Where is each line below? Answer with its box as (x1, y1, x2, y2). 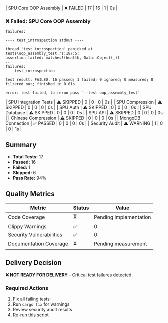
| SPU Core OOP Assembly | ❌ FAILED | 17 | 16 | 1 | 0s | (5, 5, 118, 11)
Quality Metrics (5, 189, 55, 198)
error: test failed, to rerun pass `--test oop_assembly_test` (5, 90, 140, 95)
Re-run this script (12, 312, 49, 318)
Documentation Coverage (8, 240, 69, 247)
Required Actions (5, 284, 49, 291)
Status (73, 204, 89, 211)
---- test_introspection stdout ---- (5, 38, 84, 43)
